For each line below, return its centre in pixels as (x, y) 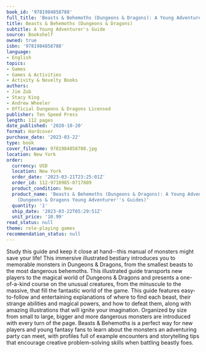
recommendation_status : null (44, 234)
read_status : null (30, 223)
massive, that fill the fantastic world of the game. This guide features (93, 290)
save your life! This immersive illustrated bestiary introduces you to (91, 258)
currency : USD (30, 166)
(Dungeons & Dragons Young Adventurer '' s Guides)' (83, 200)
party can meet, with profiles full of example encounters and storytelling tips (103, 336)
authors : (17, 86)
